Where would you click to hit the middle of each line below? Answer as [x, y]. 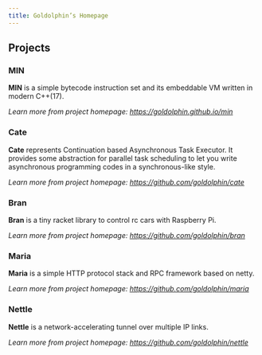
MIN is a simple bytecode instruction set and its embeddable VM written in [131, 88]
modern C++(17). [36, 96]
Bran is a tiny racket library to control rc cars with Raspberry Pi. [112, 220]
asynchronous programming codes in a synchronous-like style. [112, 166]
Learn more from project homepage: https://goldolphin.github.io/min [121, 111]
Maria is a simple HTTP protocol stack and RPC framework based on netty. [131, 273]
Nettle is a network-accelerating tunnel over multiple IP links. [108, 326]
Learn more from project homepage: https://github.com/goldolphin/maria [129, 289]
